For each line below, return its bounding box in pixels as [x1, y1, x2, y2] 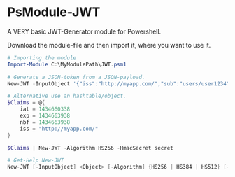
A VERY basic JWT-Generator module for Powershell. [7, 27, 162, 36]
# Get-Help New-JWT [7, 157, 64, 164]
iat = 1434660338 [20, 106, 71, 113]
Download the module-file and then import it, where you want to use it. [7, 41, 211, 49]
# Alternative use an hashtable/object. [7, 92, 127, 100]
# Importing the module [7, 54, 77, 62]
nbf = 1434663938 [20, 118, 71, 126]
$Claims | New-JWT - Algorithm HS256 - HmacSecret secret [7, 144, 173, 151]
